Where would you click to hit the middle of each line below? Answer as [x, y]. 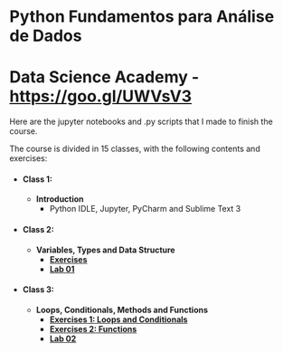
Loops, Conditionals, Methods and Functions [122, 309]
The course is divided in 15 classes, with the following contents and [135, 149]
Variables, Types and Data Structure [105, 250]
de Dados [46, 36]
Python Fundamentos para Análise [142, 17]
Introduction [60, 199]
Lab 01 [62, 269]
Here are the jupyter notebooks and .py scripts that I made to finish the [141, 122]
